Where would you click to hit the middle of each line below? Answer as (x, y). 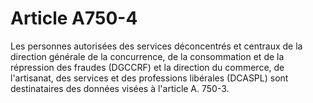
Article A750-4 (74, 18)
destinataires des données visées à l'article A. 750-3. (120, 88)
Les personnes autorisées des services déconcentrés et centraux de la (156, 46)
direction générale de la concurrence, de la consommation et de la (147, 56)
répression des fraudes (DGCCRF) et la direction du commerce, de (147, 67)
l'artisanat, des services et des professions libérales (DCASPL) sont (149, 78)
